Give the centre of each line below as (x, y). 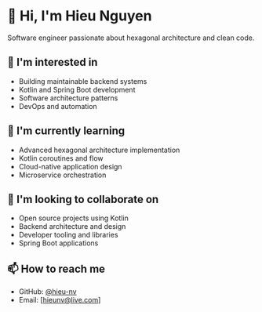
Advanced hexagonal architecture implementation (99, 150)
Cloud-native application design (70, 166)
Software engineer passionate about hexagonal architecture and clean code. (131, 38)
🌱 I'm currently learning (66, 131)
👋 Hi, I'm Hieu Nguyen (80, 16)
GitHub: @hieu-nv (47, 292)
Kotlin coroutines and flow (61, 158)
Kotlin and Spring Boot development (77, 89)
